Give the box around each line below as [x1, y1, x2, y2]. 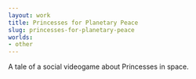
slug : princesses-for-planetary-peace [8, 26, 135, 34]
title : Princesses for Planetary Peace [8, 19, 139, 27]
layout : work [8, 11, 51, 20]
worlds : [8, 33, 34, 41]
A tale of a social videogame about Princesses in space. [8, 62, 190, 71]
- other [8, 41, 34, 48]
